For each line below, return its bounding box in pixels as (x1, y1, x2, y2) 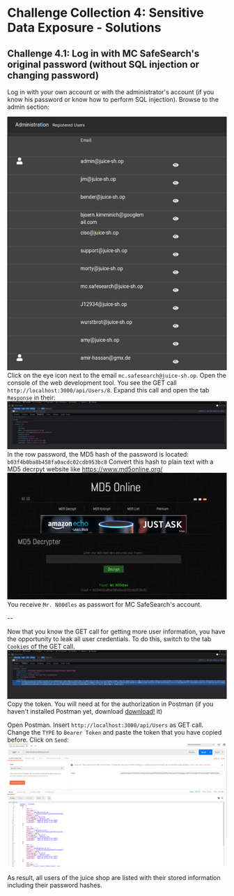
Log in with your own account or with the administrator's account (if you (7, 88, 214, 96)
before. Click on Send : (7, 735, 69, 744)
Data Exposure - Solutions (7, 20, 162, 36)
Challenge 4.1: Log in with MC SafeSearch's (7, 47, 200, 59)
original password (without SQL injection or (7, 58, 200, 71)
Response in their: (7, 393, 56, 402)
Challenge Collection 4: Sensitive (7, 5, 204, 21)
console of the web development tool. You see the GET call (7, 379, 177, 387)
